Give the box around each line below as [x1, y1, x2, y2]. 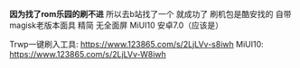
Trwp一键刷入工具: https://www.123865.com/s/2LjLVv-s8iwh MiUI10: [9, 39, 264, 49]
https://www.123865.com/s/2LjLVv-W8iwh [9, 49, 167, 59]
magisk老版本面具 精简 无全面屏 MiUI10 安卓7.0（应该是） [9, 20, 224, 30]
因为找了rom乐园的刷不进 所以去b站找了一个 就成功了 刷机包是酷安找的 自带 [9, 9, 292, 19]
